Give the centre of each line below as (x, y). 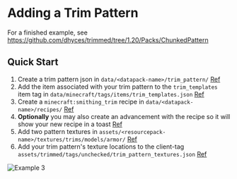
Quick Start (33, 62)
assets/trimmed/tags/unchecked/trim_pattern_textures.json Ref (112, 154)
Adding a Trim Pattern (73, 13)
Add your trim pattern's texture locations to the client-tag (101, 147)
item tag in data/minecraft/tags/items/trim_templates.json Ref (111, 94)
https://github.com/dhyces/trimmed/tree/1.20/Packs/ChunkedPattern (108, 39)
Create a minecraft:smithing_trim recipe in (81, 101)
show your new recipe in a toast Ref (70, 124)
